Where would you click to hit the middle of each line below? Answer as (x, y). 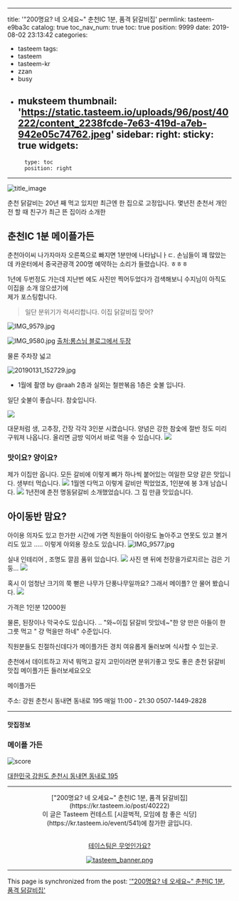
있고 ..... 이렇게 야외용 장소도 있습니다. (73, 544)
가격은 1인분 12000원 (37, 607)
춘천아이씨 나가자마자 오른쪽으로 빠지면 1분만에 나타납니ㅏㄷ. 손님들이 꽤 (107, 255)
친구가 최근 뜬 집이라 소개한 (68, 211)
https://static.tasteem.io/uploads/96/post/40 (125, 112)
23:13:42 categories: (58, 35)
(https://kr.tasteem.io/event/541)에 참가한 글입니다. (119, 823)
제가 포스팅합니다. (32, 297)
